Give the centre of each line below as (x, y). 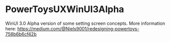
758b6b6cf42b (21, 34)
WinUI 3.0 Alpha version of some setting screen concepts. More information (85, 23)
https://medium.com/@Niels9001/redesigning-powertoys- (78, 28)
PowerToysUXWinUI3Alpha (65, 9)
